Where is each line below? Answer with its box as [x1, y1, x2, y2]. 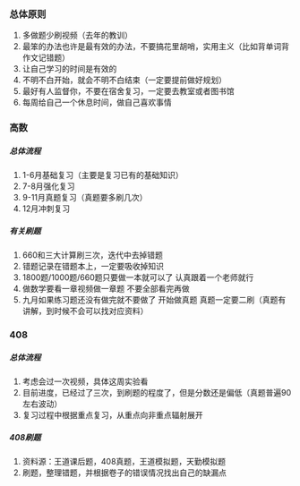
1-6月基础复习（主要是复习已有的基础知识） [21, 170, 184, 181]
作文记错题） [21, 52, 70, 64]
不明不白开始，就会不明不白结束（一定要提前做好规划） [21, 74, 227, 86]
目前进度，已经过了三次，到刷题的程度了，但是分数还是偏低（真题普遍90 [21, 388, 292, 398]
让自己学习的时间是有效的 [21, 64, 117, 74]
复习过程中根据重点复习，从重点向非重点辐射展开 [21, 410, 203, 421]
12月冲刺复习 [21, 203, 71, 214]
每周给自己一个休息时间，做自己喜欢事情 [21, 97, 172, 108]
